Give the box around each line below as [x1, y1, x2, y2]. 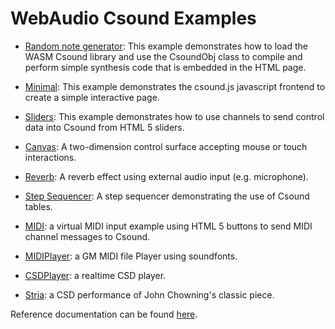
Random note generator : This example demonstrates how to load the [24, 40, 308, 52]
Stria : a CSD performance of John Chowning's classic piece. [24, 288, 275, 301]
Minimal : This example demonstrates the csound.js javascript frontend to [24, 80, 326, 92]
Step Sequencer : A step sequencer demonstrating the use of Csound [24, 190, 310, 202]
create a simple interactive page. [24, 91, 160, 103]
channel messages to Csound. [24, 230, 151, 242]
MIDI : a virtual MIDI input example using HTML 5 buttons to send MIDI [24, 220, 313, 232]
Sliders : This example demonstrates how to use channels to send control [24, 110, 325, 122]
